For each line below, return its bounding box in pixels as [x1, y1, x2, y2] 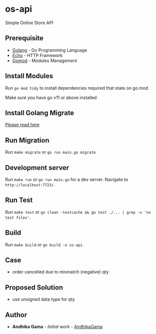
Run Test [5, 196, 33, 204]
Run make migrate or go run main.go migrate [5, 149, 96, 155]
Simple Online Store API [5, 20, 54, 26]
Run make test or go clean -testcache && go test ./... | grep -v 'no [5, 209, 151, 215]
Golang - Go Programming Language [12, 47, 88, 53]
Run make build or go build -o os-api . [5, 241, 84, 247]
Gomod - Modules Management [12, 58, 77, 64]
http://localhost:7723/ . [5, 182, 55, 188]
